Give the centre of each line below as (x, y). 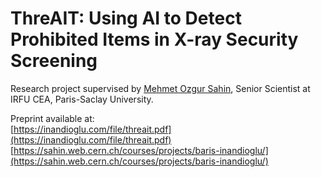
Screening (54, 61)
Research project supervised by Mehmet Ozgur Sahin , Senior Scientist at (160, 88)
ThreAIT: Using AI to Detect (126, 18)
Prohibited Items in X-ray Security (154, 39)
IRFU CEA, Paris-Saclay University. (82, 99)
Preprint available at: (52, 118)
